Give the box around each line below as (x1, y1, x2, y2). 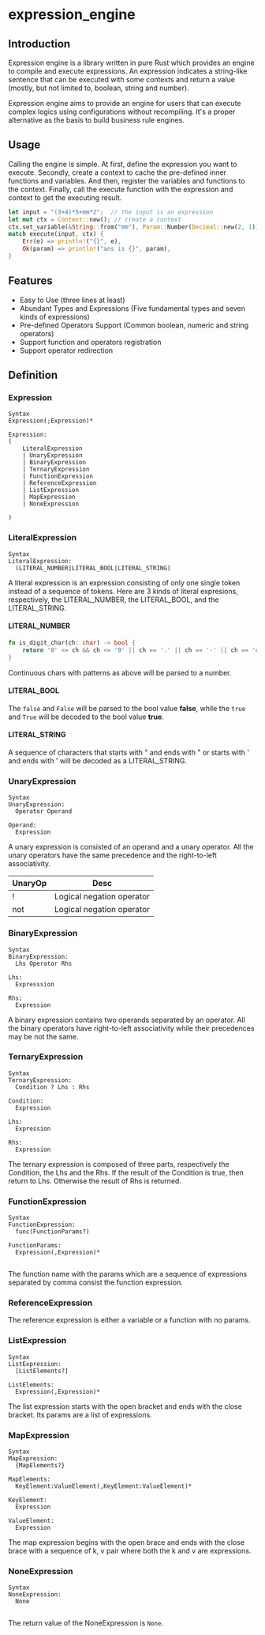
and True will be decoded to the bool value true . (8, 712, 164, 721)
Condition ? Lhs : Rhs (15, 1083, 90, 1091)
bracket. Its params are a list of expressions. (8, 1410, 152, 1419)
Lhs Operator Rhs (15, 959, 73, 967)
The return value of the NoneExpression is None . (8, 1618, 164, 1628)
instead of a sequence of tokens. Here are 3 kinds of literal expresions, (8, 586, 238, 596)
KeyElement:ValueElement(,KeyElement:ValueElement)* (15, 1482, 192, 1490)
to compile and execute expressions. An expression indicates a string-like (8, 66, 248, 76)
